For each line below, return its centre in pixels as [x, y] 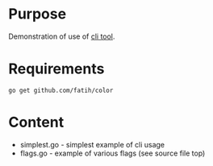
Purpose [38, 14]
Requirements [56, 69]
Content [36, 122]
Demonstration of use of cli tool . [62, 36]
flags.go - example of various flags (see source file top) [113, 153]
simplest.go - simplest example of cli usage [92, 144]
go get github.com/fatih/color [61, 90]
